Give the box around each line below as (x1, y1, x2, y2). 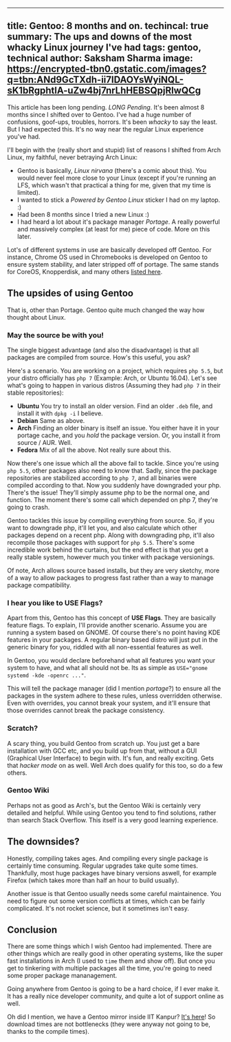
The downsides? (7, 836, 80, 848)
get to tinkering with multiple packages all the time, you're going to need (7, 964, 212, 972)
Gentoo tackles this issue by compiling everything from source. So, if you (7, 516, 214, 524)
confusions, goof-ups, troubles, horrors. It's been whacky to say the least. (7, 118, 218, 126)
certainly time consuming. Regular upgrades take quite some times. (7, 862, 198, 870)
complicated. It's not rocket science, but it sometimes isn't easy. (7, 904, 190, 913)
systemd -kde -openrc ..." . (7, 671, 87, 679)
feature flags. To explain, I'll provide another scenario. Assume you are (7, 621, 208, 629)
